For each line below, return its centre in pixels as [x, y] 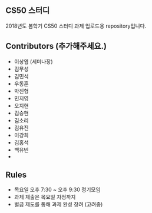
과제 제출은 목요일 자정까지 [45, 197]
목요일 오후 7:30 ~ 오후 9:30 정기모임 [57, 189]
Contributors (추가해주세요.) [56, 46]
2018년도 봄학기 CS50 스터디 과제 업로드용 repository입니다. [76, 26]
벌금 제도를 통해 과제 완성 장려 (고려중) [58, 204]
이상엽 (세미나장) [34, 61]
